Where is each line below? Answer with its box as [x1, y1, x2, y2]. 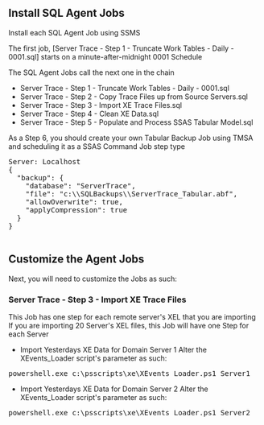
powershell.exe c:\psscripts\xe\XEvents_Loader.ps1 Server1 [8, 369, 251, 378]
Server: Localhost [8, 157, 81, 166]
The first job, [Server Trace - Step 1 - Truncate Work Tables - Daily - [8, 43, 235, 53]
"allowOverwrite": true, [25, 197, 123, 206]
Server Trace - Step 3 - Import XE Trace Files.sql [19, 100, 183, 109]
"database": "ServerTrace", [25, 181, 136, 190]
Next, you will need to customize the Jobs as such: [8, 274, 177, 283]
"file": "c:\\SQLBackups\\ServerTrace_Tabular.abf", [25, 189, 238, 198]
